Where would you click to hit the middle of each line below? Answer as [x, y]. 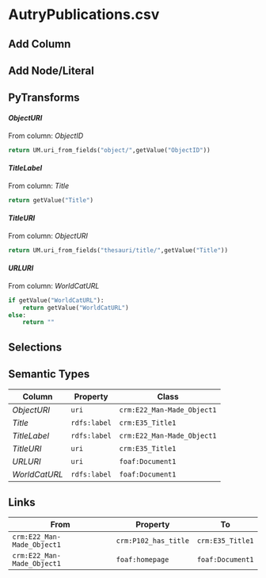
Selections [35, 347]
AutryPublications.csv [84, 15]
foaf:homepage [142, 560]
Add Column [40, 44]
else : [17, 315]
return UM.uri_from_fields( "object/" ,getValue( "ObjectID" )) [110, 150]
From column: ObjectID [46, 136]
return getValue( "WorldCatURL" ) [76, 308]
